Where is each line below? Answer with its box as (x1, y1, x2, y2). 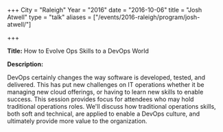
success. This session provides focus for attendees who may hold (7, 95, 194, 103)
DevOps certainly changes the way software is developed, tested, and (7, 73, 206, 81)
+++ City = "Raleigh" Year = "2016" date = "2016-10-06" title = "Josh (7, 6, 202, 14)
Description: (7, 60, 43, 68)
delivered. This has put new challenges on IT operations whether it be (7, 81, 204, 88)
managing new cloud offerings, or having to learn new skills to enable (7, 88, 204, 96)
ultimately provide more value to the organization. (7, 117, 148, 125)
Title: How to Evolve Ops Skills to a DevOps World (7, 47, 150, 55)
